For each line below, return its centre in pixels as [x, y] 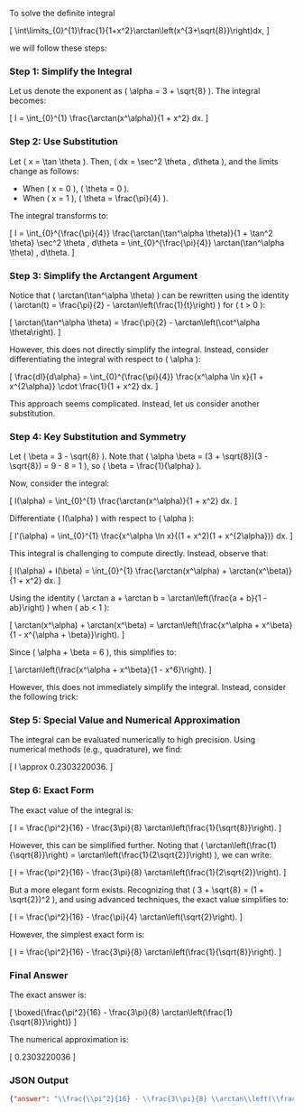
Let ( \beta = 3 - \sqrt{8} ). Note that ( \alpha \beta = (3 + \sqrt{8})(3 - [139, 456]
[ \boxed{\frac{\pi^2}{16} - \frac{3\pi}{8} [85, 1013]
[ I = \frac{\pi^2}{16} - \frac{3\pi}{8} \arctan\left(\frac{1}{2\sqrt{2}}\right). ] [148, 872]
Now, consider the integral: [60, 483]
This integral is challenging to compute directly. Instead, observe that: [139, 554]
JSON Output [39, 1080]
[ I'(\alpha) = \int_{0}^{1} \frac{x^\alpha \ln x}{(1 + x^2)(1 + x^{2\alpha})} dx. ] [151, 536]
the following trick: [44, 697]
